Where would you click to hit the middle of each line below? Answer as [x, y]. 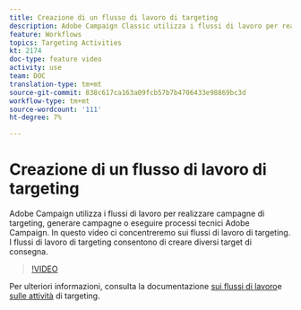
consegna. [29, 252]
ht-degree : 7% [36, 117]
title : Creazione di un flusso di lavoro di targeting [114, 17]
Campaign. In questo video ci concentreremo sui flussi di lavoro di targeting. [150, 233]
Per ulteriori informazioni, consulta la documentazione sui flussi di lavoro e [146, 287]
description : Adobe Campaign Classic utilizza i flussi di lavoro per [144, 26]
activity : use [36, 68]
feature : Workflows [46, 34]
